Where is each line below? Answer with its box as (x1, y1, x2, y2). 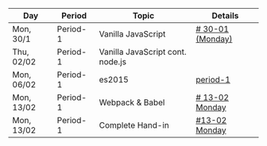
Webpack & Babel (99, 97, 165, 108)
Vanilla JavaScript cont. (99, 47, 187, 57)
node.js (99, 56, 127, 67)
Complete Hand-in (99, 120, 169, 130)
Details (211, 10, 239, 21)
